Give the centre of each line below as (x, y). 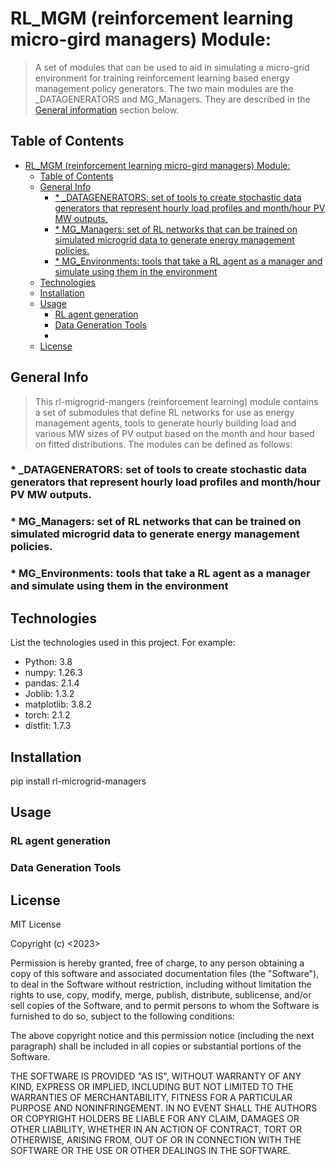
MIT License (36, 924)
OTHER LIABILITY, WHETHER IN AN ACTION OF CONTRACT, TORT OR (156, 1129)
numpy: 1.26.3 (53, 673)
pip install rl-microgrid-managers (78, 781)
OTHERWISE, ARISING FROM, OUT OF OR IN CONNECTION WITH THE (156, 1140)
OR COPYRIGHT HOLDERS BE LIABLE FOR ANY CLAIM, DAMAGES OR (155, 1118)
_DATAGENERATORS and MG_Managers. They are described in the (172, 99)
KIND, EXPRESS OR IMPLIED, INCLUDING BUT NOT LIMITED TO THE (152, 1086)
